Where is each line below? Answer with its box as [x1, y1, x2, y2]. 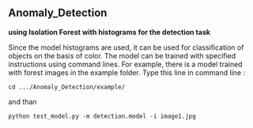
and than [8, 96, 37, 106]
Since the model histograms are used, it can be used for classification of [8, 43, 244, 52]
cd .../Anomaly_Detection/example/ [8, 83, 126, 91]
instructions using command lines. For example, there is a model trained [8, 59, 243, 69]
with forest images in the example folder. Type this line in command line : [8, 67, 246, 77]
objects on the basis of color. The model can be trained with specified [8, 51, 236, 60]
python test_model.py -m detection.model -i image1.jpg [8, 112, 196, 120]
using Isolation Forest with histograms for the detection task [8, 27, 211, 36]
